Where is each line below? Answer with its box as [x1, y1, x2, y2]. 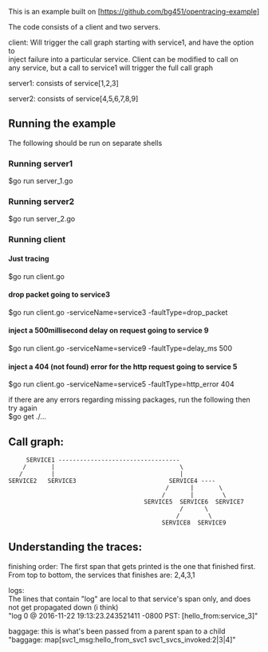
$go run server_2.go [8, 214, 76, 224]
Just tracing [8, 253, 49, 263]
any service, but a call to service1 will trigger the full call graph [8, 63, 214, 73]
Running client [8, 234, 66, 245]
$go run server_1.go [8, 176, 73, 186]
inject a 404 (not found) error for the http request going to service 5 [8, 362, 238, 371]
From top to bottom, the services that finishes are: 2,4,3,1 [8, 570, 195, 579]
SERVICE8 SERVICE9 [161, 518, 227, 527]
